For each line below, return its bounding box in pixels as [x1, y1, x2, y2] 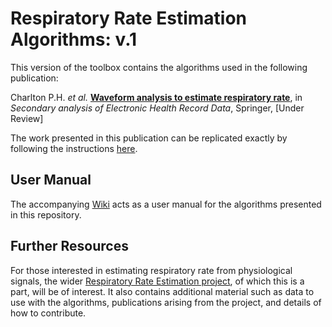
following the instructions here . [10, 142, 138, 154]
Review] [10, 112, 44, 124]
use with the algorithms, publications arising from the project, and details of [10, 296, 322, 308]
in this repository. [10, 208, 82, 221]
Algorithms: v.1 [10, 28, 138, 51]
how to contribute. [10, 307, 87, 319]
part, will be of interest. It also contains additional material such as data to [10, 285, 315, 297]
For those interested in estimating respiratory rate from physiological [10, 264, 293, 276]
